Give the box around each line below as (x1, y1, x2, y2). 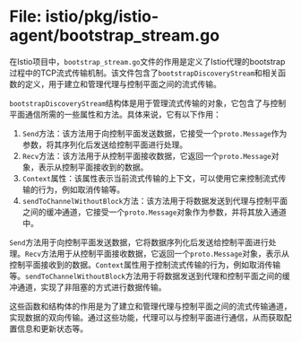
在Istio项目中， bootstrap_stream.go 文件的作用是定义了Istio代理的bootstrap (9, 56, 286, 66)
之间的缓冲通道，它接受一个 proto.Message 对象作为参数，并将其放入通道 (21, 206, 287, 217)
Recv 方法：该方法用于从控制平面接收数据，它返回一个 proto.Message (21, 150, 271, 161)
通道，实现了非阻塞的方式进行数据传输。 (16, 281, 167, 293)
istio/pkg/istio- (45, 6, 159, 27)
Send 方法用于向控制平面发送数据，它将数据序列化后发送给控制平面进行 (9, 236, 269, 248)
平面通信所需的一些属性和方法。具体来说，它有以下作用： (9, 109, 221, 119)
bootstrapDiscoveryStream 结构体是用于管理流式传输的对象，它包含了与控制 (9, 97, 287, 109)
